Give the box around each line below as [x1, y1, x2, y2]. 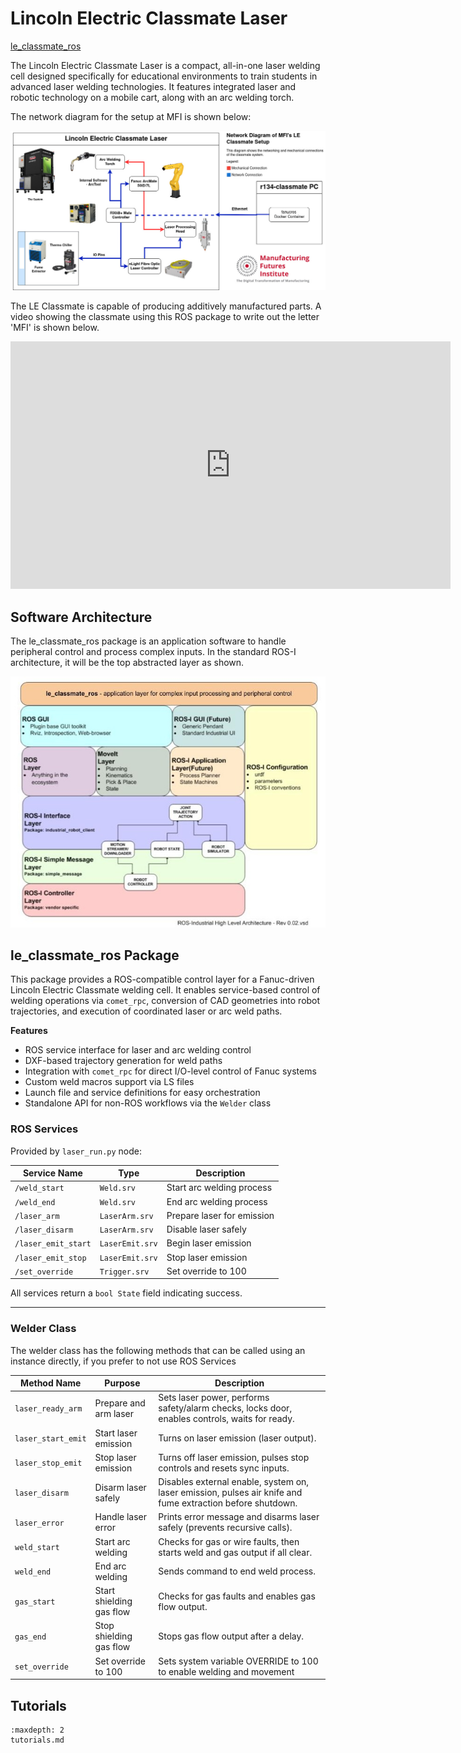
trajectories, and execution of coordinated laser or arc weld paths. [10, 1005, 283, 1017]
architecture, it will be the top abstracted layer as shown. [10, 657, 245, 669]
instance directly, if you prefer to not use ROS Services [10, 1355, 237, 1367]
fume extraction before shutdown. [158, 1497, 298, 1509]
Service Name [22, 1167, 83, 1179]
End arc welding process [166, 1195, 268, 1207]
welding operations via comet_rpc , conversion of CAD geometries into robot [10, 995, 321, 1007]
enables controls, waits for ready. [158, 1413, 295, 1425]
